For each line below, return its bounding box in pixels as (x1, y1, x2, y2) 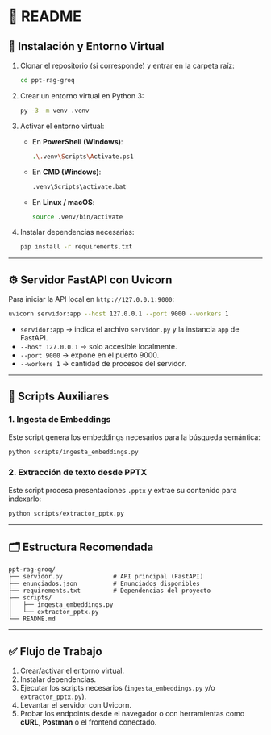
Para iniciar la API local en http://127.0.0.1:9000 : (8, 294, 175, 304)
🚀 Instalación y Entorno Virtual (8, 40, 165, 53)
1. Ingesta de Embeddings (8, 414, 111, 425)
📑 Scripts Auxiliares (8, 390, 110, 403)
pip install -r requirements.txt (19, 243, 133, 251)
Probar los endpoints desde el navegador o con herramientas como (19, 709, 245, 719)
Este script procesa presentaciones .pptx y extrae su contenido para (8, 485, 237, 495)
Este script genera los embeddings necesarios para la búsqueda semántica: (8, 432, 261, 442)
